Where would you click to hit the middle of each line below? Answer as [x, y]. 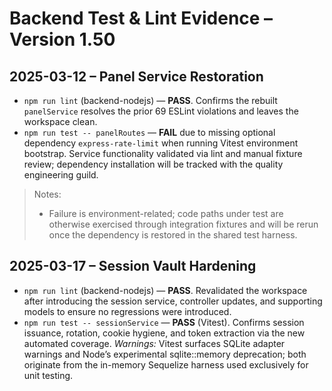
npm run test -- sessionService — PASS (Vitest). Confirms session [164, 322]
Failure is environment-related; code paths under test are [166, 213]
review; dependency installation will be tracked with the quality [153, 164]
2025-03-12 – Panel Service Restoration [136, 76]
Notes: [47, 194]
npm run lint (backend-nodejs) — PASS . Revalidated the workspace [165, 290]
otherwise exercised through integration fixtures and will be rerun [183, 224]
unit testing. [48, 375]
